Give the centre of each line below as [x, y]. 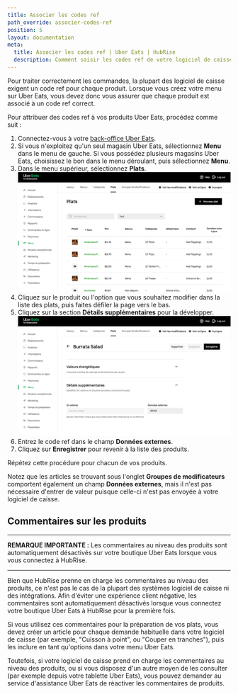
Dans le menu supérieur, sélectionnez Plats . [82, 168]
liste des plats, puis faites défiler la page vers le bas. [94, 305]
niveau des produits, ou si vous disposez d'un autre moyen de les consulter [118, 668]
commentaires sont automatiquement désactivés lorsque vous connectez [114, 603]
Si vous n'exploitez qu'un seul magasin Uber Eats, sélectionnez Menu [119, 146]
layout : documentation [41, 38]
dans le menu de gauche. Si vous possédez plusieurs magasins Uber [118, 153]
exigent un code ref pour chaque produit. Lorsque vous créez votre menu [114, 88]
